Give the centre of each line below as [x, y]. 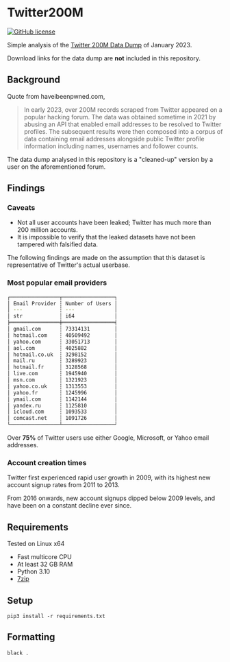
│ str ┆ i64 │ [62, 316]
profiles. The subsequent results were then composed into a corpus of [123, 131]
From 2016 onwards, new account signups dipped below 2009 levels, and [111, 498]
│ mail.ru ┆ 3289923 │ [62, 361]
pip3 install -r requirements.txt [56, 616]
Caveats [21, 208]
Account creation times [47, 463]
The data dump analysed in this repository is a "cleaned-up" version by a [110, 159]
